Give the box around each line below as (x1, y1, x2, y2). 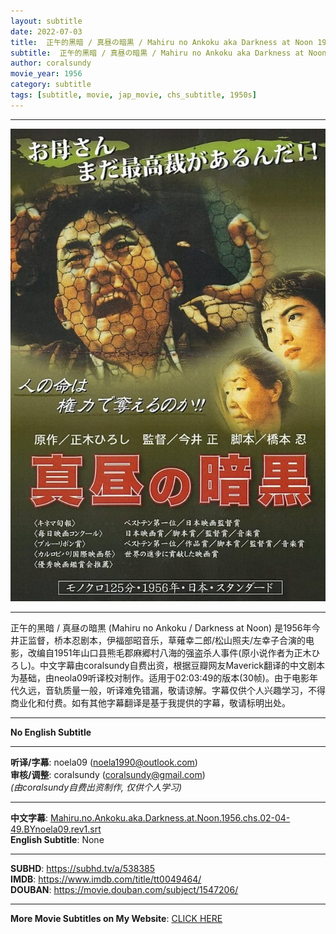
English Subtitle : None (10, 833, 105, 845)
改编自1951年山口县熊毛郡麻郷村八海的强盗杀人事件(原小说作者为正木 (27, 646, 312, 659)
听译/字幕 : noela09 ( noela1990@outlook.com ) (10, 756, 198, 768)
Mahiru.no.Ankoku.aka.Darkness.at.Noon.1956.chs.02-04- (49, 811, 291, 824)
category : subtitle (10, 80, 92, 90)
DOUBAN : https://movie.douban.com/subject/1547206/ (10, 883, 239, 895)
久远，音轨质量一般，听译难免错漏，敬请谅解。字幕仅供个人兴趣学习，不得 (18, 684, 326, 696)
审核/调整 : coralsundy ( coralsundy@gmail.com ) (10, 768, 206, 780)
